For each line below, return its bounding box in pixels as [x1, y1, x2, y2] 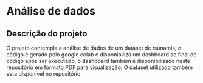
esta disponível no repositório [6, 70, 81, 77]
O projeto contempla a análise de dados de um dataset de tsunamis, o [6, 44, 182, 51]
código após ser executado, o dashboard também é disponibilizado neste [6, 58, 190, 64]
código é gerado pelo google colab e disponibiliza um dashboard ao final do [6, 51, 197, 58]
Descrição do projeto [6, 28, 88, 39]
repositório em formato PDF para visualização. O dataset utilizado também [6, 64, 193, 71]
